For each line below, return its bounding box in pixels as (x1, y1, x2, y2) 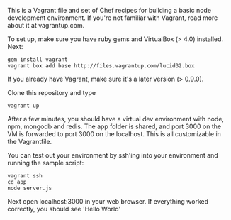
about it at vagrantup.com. (7, 21, 85, 29)
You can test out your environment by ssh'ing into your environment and (7, 151, 218, 159)
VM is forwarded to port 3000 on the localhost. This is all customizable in (7, 130, 222, 138)
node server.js (7, 185, 52, 192)
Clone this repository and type (7, 89, 96, 97)
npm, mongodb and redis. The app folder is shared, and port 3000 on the (7, 122, 222, 131)
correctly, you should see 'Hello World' (7, 205, 121, 213)
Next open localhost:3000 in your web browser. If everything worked (7, 197, 209, 205)
